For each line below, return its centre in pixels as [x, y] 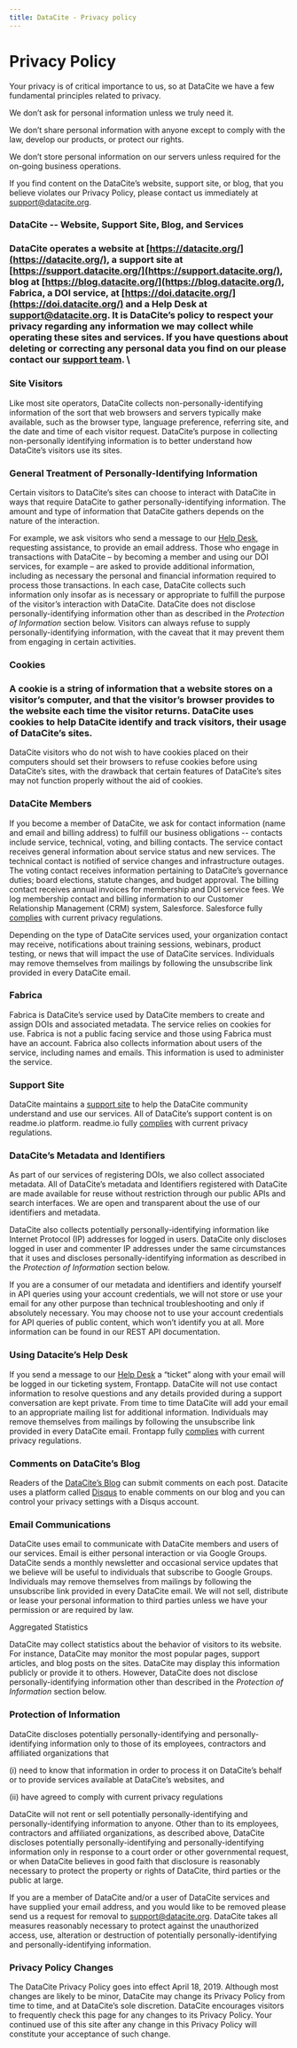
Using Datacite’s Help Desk [69, 1355]
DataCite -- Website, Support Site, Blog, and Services [126, 225]
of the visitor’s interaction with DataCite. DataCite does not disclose [132, 604]
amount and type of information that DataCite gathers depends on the [137, 511]
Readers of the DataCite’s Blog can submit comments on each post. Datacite [148, 1483]
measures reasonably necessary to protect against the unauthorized [134, 1925]
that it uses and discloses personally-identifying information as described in [148, 1258]
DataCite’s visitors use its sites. [66, 450]
